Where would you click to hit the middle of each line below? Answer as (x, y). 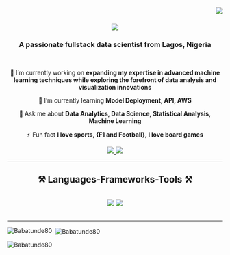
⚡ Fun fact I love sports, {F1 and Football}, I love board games (115, 135)
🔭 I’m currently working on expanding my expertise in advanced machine (115, 73)
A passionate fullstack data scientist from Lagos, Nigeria (115, 45)
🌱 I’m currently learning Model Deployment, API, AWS (115, 100)
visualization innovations (115, 88)
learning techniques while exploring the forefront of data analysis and (115, 80)
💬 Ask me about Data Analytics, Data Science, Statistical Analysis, (115, 114)
